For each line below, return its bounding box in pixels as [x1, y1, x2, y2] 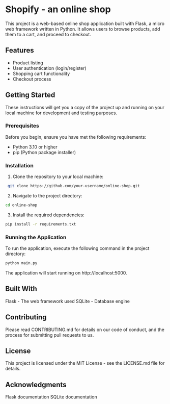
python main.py [5, 261, 38, 266]
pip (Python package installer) [12, 149, 76, 155]
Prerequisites [5, 122, 39, 130]
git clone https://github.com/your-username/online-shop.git [7, 184, 140, 189]
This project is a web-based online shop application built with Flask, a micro [5, 20, 164, 27]
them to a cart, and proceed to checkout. [5, 31, 92, 37]
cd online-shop [5, 203, 38, 208]
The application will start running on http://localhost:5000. [5, 269, 127, 276]
